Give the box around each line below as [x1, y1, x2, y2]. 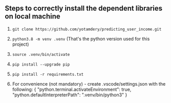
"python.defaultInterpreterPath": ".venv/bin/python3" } [12, 92, 127, 98]
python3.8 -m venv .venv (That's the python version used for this [12, 35, 150, 42]
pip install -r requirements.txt [12, 72, 84, 77]
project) [12, 41, 29, 47]
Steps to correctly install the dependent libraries [5, 4, 163, 13]
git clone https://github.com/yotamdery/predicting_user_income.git [12, 27, 162, 32]
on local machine [5, 12, 60, 21]
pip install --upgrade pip [12, 61, 70, 67]
